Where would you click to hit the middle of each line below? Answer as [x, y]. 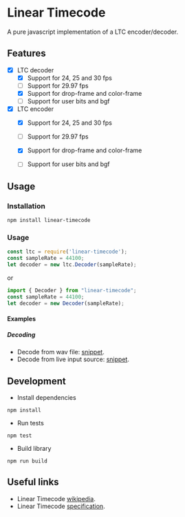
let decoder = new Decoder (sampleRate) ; [66, 303]
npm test [20, 436]
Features [26, 53]
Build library [34, 448]
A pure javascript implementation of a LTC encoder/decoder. [93, 32]
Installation [26, 206]
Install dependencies [47, 397]
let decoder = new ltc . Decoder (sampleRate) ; [72, 265]
